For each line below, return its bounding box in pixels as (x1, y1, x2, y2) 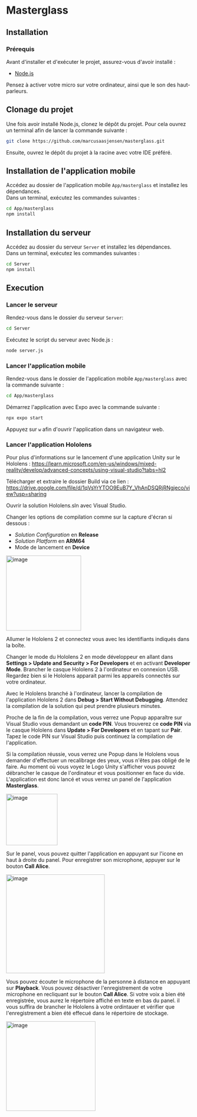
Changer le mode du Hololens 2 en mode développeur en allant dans (6, 654, 173, 661)
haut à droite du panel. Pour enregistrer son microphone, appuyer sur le (6, 857, 180, 864)
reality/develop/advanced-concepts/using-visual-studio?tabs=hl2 (6, 466, 166, 474)
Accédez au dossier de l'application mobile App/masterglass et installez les (6, 182, 188, 189)
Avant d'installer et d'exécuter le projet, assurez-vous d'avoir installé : (6, 58, 176, 65)
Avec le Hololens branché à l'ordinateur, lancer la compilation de (6, 690, 163, 697)
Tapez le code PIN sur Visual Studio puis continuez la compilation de (6, 733, 173, 740)
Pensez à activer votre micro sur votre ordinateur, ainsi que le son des (6, 81, 176, 88)
